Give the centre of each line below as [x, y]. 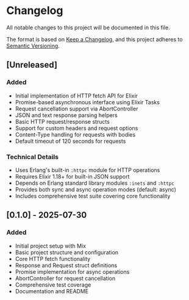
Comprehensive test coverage [53, 285]
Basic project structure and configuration [67, 252]
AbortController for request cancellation [65, 278]
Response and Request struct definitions [66, 265]
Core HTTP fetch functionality [53, 259]
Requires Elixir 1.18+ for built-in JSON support [72, 176]
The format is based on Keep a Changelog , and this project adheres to [94, 39]
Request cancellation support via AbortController [77, 109]
